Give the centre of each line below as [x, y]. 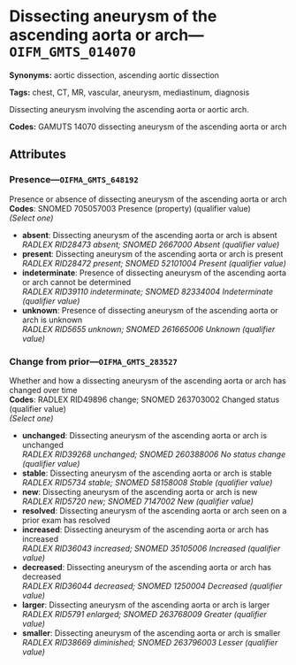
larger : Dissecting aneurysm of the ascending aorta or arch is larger [146, 605]
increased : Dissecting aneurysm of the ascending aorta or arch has [145, 530]
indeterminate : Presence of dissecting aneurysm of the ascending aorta [154, 273]
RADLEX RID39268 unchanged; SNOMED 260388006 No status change [154, 454]
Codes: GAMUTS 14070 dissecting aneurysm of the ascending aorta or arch [148, 127]
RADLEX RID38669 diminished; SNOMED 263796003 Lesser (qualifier [150, 642]
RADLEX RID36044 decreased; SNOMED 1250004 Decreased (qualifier [152, 585]
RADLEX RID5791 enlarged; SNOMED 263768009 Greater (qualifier [144, 614]
